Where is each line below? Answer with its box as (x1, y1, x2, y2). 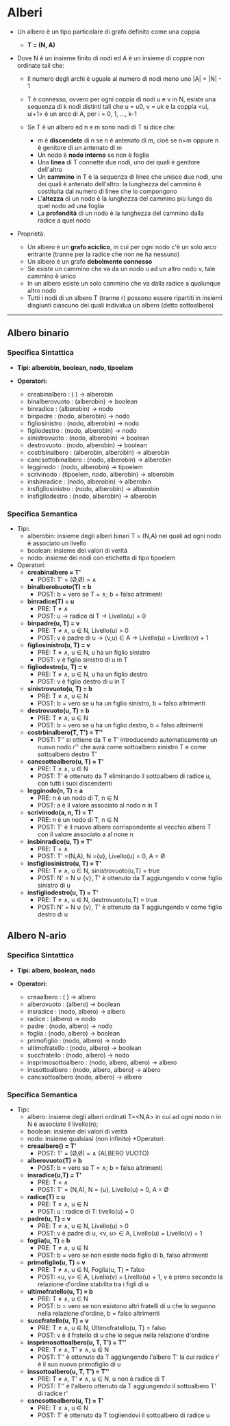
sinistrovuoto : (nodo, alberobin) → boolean (27, 434, 150, 442)
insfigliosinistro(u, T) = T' (27, 859, 101, 867)
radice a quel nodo (37, 216, 91, 224)
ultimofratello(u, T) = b (27, 1287, 94, 1295)
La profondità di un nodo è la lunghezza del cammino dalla (37, 209, 204, 217)
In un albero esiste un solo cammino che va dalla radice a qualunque (27, 279, 221, 287)
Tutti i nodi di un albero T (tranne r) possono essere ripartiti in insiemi (27, 293, 222, 302)
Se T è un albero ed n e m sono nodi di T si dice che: (27, 123, 176, 131)
